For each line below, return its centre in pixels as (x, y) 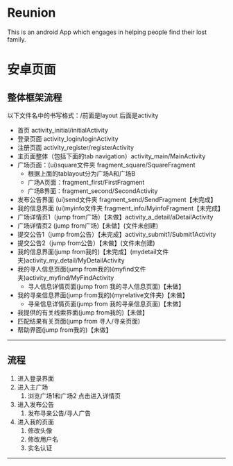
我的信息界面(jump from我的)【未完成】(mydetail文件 (93, 251)
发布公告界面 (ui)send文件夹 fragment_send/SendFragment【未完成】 (117, 199)
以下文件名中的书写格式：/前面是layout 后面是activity (83, 115)
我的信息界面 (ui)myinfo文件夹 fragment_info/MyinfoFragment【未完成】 (120, 208)
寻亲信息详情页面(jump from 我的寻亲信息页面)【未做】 (106, 303)
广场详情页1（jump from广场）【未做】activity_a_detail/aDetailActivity (115, 217)
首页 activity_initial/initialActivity (63, 130)
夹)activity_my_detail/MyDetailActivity (71, 260)
